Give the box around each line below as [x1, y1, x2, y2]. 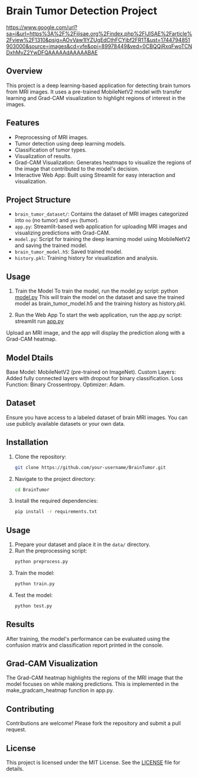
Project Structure [6, 194, 71, 205]
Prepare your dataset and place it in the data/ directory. [14, 541, 151, 548]
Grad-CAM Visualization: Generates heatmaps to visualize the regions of [14, 159, 191, 166]
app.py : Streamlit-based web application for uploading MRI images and [14, 223, 187, 230]
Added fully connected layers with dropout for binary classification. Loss [6, 375, 183, 381]
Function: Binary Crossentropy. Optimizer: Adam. [6, 381, 125, 388]
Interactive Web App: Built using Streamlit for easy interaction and [14, 171, 176, 178]
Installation [6, 437, 48, 448]
